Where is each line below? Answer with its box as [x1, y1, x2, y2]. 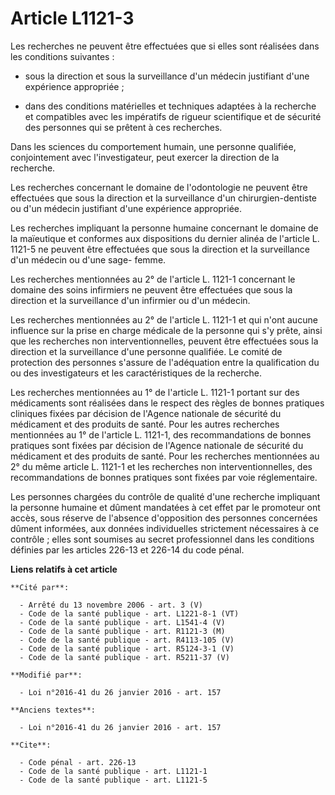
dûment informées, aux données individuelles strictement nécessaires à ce [10, 522, 320, 534]
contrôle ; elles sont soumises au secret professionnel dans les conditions [10, 533, 315, 545]
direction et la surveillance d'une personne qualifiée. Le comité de [10, 345, 283, 357]
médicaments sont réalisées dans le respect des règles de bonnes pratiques [10, 397, 325, 409]
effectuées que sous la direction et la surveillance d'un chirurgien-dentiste [10, 192, 318, 204]
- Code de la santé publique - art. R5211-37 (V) [19, 652, 230, 662]
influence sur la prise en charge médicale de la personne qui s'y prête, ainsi [10, 324, 323, 336]
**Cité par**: [10, 582, 70, 592]
